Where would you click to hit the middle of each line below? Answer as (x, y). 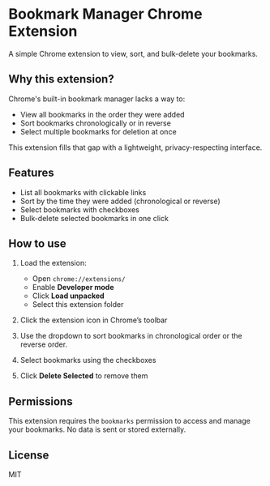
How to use (37, 243)
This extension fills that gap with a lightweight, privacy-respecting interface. (135, 147)
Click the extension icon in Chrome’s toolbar (94, 320)
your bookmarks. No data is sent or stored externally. (97, 429)
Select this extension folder (78, 305)
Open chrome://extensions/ (79, 279)
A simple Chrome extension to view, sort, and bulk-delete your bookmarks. (133, 53)
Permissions (41, 401)
